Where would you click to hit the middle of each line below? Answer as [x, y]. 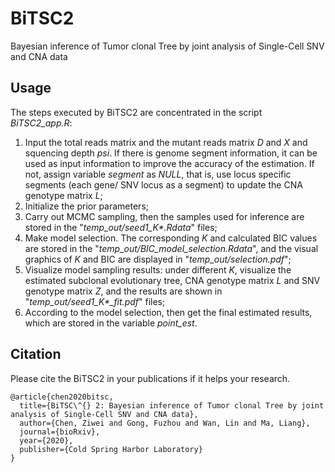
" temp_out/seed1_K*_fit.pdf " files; [95, 301]
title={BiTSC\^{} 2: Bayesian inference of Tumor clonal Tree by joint [172, 405]
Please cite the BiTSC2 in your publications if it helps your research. [150, 378]
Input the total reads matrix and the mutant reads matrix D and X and [166, 142]
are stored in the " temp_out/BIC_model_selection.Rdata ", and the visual [171, 248]
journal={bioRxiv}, [60, 432]
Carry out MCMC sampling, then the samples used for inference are [164, 216]
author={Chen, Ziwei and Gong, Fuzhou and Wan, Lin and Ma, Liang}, [165, 423]
